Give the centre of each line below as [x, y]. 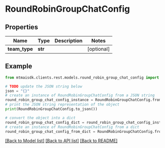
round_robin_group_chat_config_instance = [49, 100]
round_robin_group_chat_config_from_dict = [50, 131]
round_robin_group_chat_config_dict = [45, 122]
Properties [22, 27]
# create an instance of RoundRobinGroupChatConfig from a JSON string [80, 95]
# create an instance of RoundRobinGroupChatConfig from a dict [72, 127]
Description [69, 41]
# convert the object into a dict [41, 118]
